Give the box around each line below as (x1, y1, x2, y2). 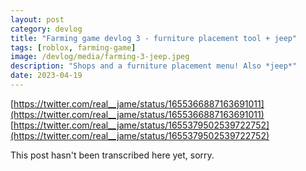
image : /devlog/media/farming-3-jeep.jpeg (10, 52, 190, 62)
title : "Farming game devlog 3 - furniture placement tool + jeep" (10, 33, 298, 43)
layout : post (10, 14, 65, 25)
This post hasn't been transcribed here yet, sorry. (10, 149, 215, 161)
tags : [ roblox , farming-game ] (10, 42, 137, 53)
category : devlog (10, 24, 83, 34)
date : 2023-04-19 (10, 71, 83, 81)
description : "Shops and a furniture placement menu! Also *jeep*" (10, 61, 298, 71)
